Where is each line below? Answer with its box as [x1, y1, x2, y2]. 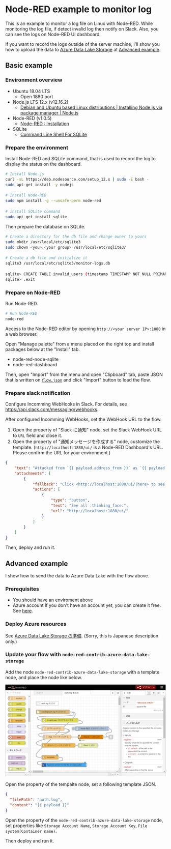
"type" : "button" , [50, 497, 90, 503]
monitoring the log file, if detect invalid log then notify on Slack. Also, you [5, 25, 159, 32]
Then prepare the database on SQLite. [5, 223, 85, 229]
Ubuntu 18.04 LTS [12, 88, 50, 94]
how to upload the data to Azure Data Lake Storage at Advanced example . [5, 46, 161, 52]
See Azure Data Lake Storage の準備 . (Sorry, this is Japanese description [5, 632, 159, 639]
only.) [5, 638, 17, 645]
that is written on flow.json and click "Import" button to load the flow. [5, 376, 151, 383]
